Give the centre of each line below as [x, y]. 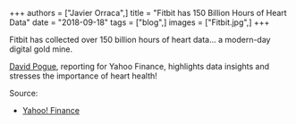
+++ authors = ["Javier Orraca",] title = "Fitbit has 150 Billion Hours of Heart [148, 13]
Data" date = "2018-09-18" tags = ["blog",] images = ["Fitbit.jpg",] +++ [140, 22]
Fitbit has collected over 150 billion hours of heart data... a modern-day [140, 40]
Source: [24, 93]
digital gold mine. [41, 49]
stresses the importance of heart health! [84, 76]
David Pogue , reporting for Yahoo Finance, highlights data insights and [140, 66]
